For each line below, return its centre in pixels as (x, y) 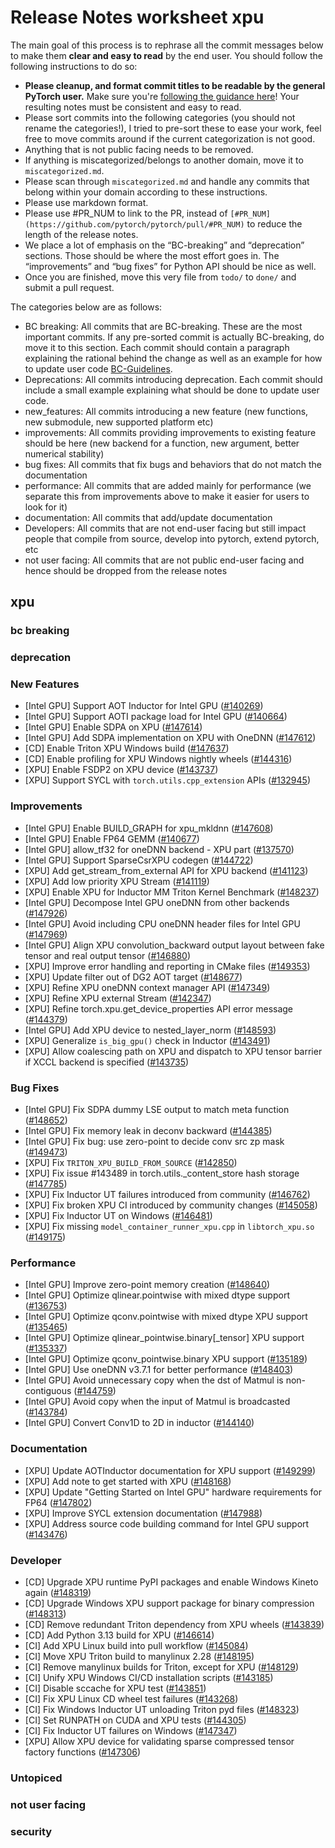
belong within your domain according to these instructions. (146, 192)
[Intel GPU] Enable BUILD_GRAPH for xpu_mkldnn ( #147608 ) (149, 828)
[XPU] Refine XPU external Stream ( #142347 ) (118, 998)
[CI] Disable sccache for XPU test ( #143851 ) (115, 1688)
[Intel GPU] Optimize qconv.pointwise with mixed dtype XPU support (166, 1317)
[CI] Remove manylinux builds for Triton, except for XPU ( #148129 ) (162, 1667)
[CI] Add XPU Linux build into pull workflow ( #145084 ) (136, 1645)
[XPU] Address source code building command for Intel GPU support (167, 1523)
